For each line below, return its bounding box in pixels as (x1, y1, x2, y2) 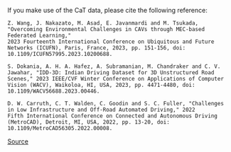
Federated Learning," (7, 32, 72, 39)
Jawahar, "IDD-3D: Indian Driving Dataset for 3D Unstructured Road (7, 69, 215, 76)
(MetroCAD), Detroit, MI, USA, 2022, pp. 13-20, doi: (7, 119, 171, 126)
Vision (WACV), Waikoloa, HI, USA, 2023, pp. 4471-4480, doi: (7, 81, 195, 88)
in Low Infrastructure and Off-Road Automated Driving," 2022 (7, 106, 195, 113)
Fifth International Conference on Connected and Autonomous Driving (7, 112, 218, 119)
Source (7, 137, 28, 146)
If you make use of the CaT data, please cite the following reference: (7, 6, 208, 14)
